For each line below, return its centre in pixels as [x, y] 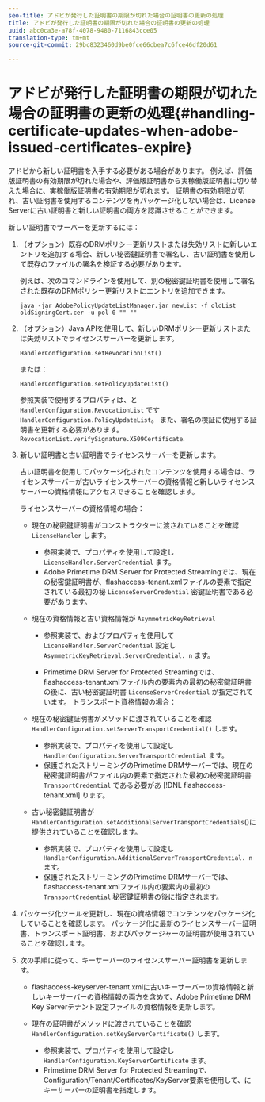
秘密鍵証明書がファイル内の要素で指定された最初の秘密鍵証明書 [147, 775]
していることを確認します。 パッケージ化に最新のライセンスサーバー [131, 923]
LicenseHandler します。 [71, 536]
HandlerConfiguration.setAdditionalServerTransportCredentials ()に [144, 822]
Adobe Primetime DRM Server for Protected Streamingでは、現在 [150, 572]
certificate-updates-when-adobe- [124, 131]
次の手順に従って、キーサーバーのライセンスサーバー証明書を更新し [130, 960]
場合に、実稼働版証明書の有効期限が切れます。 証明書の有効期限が [130, 190]
